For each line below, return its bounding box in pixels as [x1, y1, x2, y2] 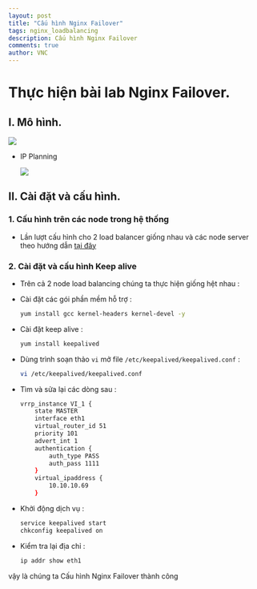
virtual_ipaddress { [34, 474, 103, 482]
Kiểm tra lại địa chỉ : [19, 541, 86, 551]
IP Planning [19, 151, 58, 161]
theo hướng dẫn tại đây [19, 240, 97, 250]
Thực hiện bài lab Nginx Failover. [8, 83, 231, 102]
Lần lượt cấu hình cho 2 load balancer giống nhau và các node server [19, 232, 250, 241]
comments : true [8, 42, 59, 50]
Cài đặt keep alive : [19, 324, 83, 333]
